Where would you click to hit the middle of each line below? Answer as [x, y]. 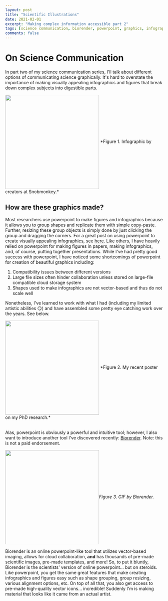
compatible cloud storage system [47, 282]
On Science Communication [64, 58]
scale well [23, 293]
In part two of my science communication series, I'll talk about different [78, 72]
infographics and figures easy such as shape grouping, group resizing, [78, 578]
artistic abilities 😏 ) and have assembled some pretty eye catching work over [84, 308]
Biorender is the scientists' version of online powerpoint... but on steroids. [81, 567]
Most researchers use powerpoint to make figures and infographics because [84, 219]
